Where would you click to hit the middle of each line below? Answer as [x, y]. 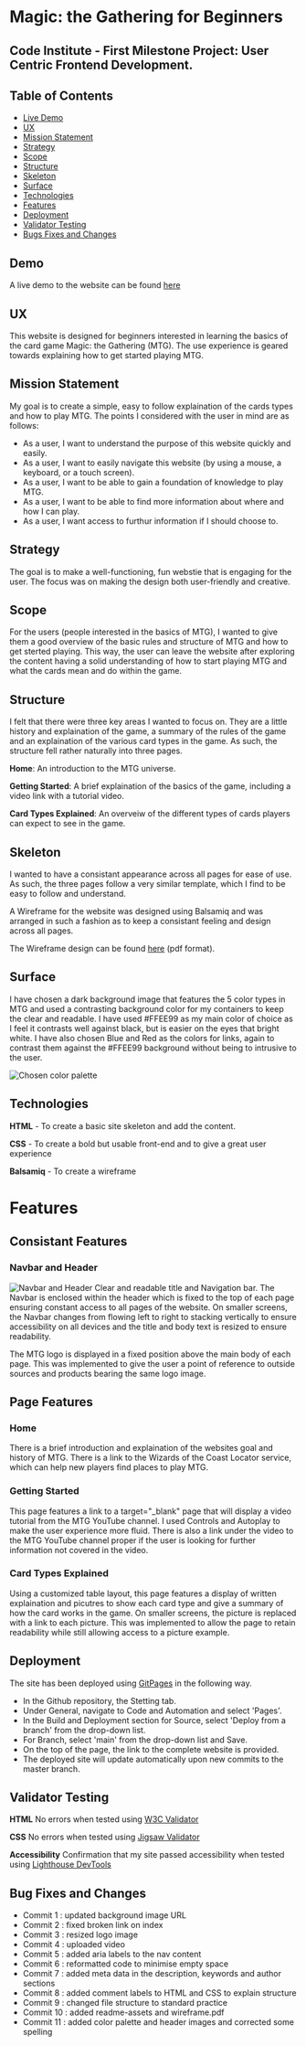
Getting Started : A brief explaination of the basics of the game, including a [150, 786]
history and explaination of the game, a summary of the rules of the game [148, 731]
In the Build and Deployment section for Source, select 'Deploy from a [154, 1720]
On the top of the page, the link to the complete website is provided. [151, 1749]
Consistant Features [69, 1242]
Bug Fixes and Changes [78, 1893]
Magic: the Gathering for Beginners [146, 17]
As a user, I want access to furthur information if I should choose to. [150, 521]
